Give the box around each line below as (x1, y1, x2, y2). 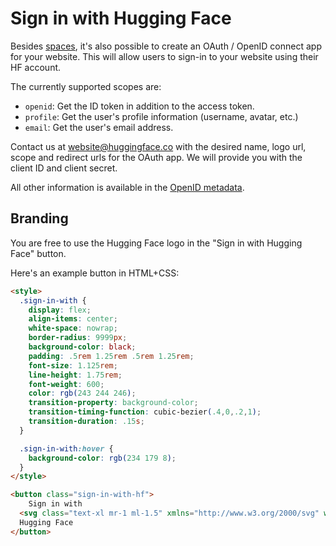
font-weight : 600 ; (28, 379, 105, 389)
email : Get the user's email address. (24, 121, 174, 133)
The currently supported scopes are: (10, 80, 162, 92)
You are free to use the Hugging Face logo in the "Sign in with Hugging (10, 237, 303, 249)
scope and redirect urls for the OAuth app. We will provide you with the (10, 151, 303, 163)
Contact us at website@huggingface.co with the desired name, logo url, (10, 140, 307, 152)
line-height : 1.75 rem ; (28, 370, 123, 380)
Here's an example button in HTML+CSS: (10, 267, 180, 279)
